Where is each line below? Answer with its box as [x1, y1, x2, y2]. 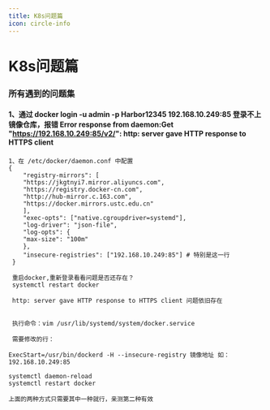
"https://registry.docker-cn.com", [23, 185, 144, 193]
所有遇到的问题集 [8, 88, 75, 99]
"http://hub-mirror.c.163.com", [23, 192, 132, 201]
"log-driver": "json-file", [23, 221, 118, 229]
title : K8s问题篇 [8, 11, 63, 20]
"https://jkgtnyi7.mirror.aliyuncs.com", [23, 178, 165, 187]
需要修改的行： [11, 334, 55, 343]
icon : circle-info [8, 19, 71, 28]
